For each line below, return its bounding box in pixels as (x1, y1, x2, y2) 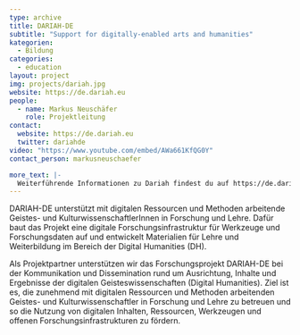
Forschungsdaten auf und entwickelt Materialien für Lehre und (9, 231, 239, 242)
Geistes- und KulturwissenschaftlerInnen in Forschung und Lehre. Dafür (9, 213, 274, 223)
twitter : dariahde (17, 138, 87, 147)
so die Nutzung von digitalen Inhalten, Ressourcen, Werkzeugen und (9, 306, 262, 317)
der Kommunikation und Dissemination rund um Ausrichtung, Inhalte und (9, 268, 277, 279)
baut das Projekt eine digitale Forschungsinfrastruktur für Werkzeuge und (9, 222, 280, 233)
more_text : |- (9, 171, 62, 180)
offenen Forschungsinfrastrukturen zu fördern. (9, 315, 181, 326)
